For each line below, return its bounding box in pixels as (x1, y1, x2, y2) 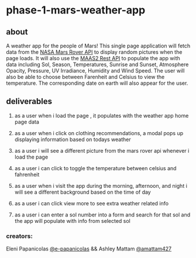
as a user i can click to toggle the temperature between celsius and (14, 164, 177, 171)
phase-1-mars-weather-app (6, 4, 146, 17)
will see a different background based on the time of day (14, 188, 151, 195)
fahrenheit (14, 171, 40, 178)
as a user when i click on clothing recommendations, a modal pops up (14, 129, 184, 136)
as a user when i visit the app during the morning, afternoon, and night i (14, 182, 187, 189)
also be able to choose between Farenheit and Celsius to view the (6, 74, 165, 80)
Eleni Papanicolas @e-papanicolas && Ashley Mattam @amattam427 (6, 245, 172, 252)
